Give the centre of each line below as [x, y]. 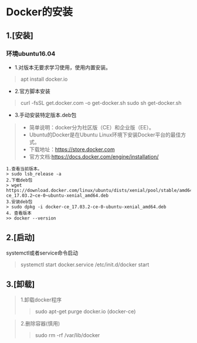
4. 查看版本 [19, 213]
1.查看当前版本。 [24, 169]
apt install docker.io [44, 79]
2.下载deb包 [19, 180]
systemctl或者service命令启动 [42, 253]
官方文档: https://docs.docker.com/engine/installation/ [94, 156]
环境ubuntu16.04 [31, 53]
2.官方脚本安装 [33, 91]
